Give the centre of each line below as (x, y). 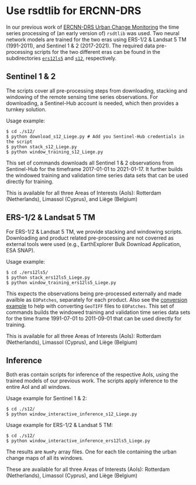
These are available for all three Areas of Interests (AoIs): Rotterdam (88, 469)
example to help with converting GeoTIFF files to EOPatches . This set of (90, 306)
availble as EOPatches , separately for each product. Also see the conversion (97, 299)
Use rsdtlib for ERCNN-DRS (74, 11)
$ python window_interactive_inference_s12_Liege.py (72, 414)
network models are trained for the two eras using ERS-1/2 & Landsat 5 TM (96, 39)
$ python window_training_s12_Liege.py (55, 152)
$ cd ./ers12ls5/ (27, 272)
